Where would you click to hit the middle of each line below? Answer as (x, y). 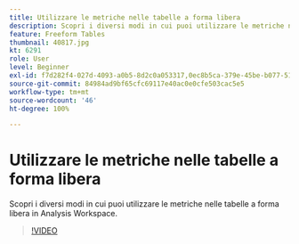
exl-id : (24, 76)
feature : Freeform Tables (57, 34)
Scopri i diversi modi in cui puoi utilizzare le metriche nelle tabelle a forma (145, 204)
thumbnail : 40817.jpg (49, 42)
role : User (29, 59)
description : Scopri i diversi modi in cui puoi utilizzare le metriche (147, 26)
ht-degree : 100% (39, 109)
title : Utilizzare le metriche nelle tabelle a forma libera (125, 17)
